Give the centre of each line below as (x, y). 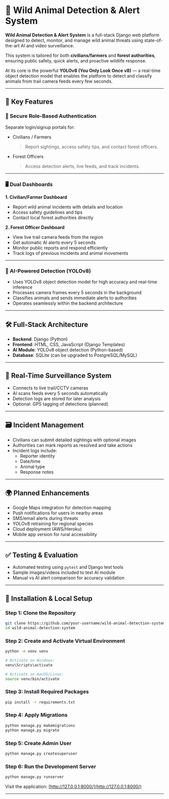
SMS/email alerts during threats (45, 518)
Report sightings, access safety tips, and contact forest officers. (92, 147)
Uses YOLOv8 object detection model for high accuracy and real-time (85, 282)
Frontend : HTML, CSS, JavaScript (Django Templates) (69, 345)
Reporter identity (37, 456)
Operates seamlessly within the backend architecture (68, 303)
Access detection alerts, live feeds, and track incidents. (82, 166)
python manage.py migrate (32, 730)
